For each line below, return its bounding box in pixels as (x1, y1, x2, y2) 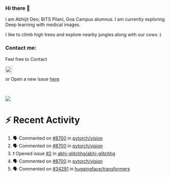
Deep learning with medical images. (5, 21, 81, 28)
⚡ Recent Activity (5, 114, 80, 126)
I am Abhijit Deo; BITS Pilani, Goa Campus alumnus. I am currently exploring (5, 16, 165, 23)
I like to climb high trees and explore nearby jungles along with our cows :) (5, 32, 162, 38)
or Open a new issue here (5, 76, 60, 82)
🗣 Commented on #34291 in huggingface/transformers (12, 166, 130, 172)
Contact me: (5, 45, 37, 52)
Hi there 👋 (5, 5, 31, 12)
